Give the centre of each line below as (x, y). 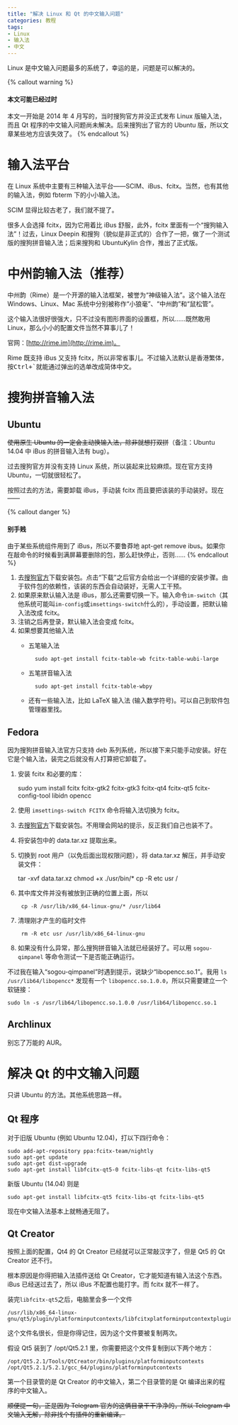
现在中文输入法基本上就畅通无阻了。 (60, 1211)
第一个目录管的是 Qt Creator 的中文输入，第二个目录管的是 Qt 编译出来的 (113, 1382)
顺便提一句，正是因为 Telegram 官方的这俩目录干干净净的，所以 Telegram (115, 1406)
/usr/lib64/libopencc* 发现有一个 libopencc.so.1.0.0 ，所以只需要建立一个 (118, 981)
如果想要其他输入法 (46, 630)
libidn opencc (72, 796)
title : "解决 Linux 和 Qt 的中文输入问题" (66, 14)
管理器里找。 (47, 710)
